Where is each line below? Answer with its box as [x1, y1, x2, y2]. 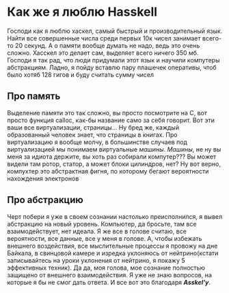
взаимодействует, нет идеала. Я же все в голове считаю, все [7, 227, 187, 235]
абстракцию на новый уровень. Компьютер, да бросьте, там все [7, 220, 197, 228]
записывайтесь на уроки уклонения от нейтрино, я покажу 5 [7, 256, 185, 264]
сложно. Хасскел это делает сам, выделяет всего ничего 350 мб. [7, 49, 199, 57]
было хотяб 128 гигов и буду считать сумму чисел [7, 70, 154, 79]
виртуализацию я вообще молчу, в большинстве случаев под [7, 138, 188, 146]
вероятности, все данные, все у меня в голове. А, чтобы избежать [7, 234, 202, 242]
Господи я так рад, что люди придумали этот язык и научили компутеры [7, 56, 220, 64]
